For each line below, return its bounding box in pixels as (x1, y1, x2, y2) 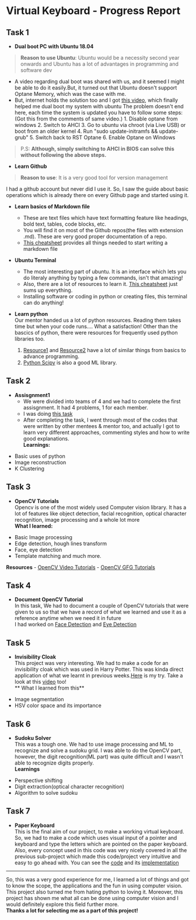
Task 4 (6, 581, 31, 591)
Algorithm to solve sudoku (14, 790, 78, 797)
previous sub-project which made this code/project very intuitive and (14, 853, 181, 860)
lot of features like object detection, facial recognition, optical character (14, 510, 187, 517)
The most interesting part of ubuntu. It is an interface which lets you (23, 268, 187, 275)
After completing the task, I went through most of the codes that (23, 416, 178, 423)
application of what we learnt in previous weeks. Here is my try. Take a (14, 672, 183, 679)
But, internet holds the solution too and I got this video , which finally (14, 97, 178, 104)
